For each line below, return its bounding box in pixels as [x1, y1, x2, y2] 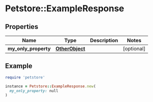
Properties [5, 23, 38, 31]
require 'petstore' [5, 75, 45, 80]
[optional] [122, 45, 146, 52]
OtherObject [55, 45, 85, 52]
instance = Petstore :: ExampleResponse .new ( [5, 84, 96, 89]
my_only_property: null [9, 88, 58, 93]
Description [90, 37, 118, 44]
